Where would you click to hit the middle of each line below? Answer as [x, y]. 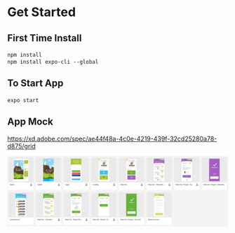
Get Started [41, 12]
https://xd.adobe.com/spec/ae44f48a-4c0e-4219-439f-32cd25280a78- [112, 139]
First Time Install [45, 38]
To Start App [35, 84]
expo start [23, 100]
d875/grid [22, 146]
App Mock [31, 122]
